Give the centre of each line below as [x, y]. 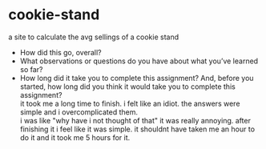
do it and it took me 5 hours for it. [75, 137]
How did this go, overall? [60, 52]
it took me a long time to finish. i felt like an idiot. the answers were [130, 103]
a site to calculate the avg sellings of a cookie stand [94, 37]
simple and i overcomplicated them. [79, 112]
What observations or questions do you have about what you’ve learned [139, 61]
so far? [31, 69]
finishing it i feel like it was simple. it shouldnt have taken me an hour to [137, 129]
